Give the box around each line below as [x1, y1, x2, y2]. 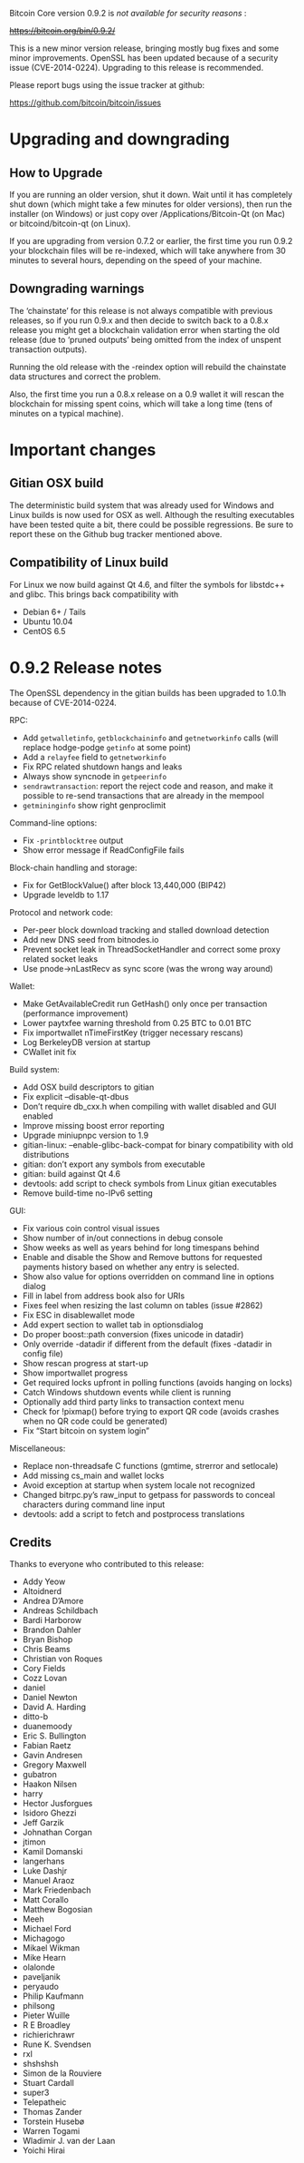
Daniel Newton [22, 1692, 78, 1703]
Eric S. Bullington [22, 1730, 87, 1741]
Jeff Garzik [22, 1817, 65, 1828]
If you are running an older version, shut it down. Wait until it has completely [9, 190, 293, 200]
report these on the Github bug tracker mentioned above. [9, 528, 223, 539]
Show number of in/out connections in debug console [22, 1232, 223, 1243]
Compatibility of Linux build [9, 555, 169, 571]
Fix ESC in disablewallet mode [22, 1309, 136, 1320]
